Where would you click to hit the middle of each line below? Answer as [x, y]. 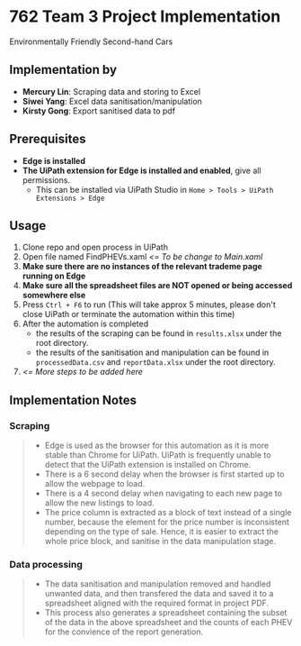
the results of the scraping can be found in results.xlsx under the [159, 333]
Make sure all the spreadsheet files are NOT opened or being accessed [157, 286]
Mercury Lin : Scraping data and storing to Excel [111, 91]
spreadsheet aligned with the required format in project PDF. [157, 603]
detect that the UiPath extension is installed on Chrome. [148, 465]
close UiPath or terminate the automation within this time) [128, 314]
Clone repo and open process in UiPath [95, 247]
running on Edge [54, 276]
